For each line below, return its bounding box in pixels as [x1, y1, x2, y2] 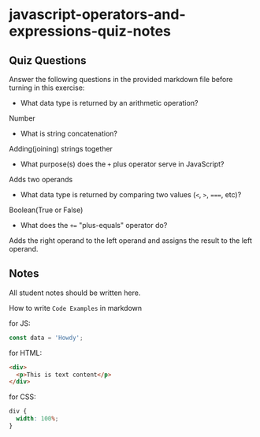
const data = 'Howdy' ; [9, 334, 84, 342]
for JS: [9, 318, 31, 328]
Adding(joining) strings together [9, 144, 113, 153]
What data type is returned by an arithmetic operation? [20, 99, 199, 107]
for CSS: [9, 392, 36, 402]
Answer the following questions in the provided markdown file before [9, 75, 233, 84]
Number [9, 114, 36, 123]
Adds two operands [9, 175, 73, 184]
